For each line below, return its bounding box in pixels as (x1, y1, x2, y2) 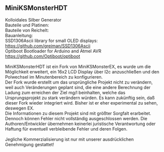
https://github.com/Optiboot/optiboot (5, 53, 81, 59)
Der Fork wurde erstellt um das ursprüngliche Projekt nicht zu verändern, (5, 79, 153, 85)
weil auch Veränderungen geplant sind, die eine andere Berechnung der (5, 84, 151, 90)
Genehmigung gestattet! (5, 141, 55, 147)
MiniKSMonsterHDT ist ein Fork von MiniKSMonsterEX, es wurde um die (5, 64, 151, 69)
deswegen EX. (5, 105, 34, 111)
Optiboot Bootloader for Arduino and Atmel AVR (5, 48, 102, 54)
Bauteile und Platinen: (5, 22, 49, 28)
